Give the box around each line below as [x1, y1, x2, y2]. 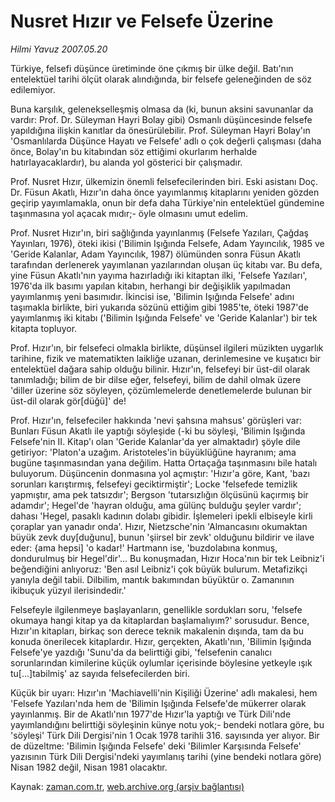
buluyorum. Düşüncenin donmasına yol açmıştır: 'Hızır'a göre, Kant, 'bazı [10, 467, 310, 479]
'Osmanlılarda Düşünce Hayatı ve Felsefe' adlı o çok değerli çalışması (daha [10, 135, 322, 147]
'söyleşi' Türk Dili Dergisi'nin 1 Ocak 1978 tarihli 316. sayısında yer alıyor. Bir [10, 729, 320, 741]
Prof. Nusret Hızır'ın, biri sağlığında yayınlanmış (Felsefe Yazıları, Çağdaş [10, 226, 309, 239]
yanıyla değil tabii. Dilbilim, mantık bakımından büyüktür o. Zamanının [10, 573, 295, 585]
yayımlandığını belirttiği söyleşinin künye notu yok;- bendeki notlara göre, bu [10, 718, 325, 730]
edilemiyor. [10, 83, 56, 95]
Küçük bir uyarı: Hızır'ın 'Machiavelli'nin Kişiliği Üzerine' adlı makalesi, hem [10, 686, 318, 699]
